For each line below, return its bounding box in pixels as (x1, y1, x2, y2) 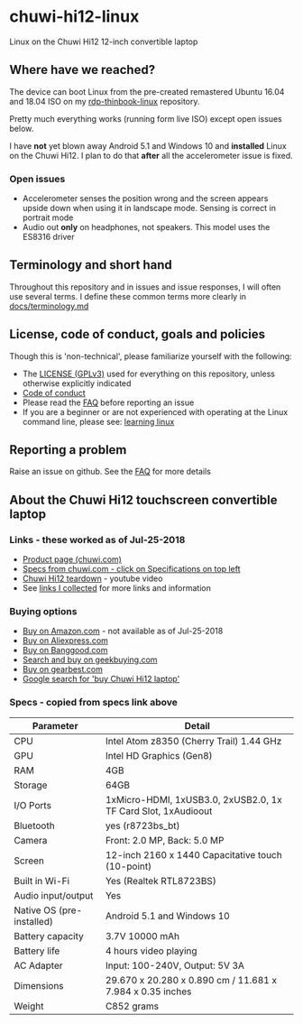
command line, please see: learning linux (22, 416, 175, 427)
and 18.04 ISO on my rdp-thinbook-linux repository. (9, 96, 200, 106)
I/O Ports (14, 798, 52, 811)
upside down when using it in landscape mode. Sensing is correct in (22, 203, 277, 214)
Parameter (32, 719, 78, 732)
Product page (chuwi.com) (22, 554, 122, 565)
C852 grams (105, 1000, 160, 1012)
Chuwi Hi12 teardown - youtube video (22, 573, 163, 584)
